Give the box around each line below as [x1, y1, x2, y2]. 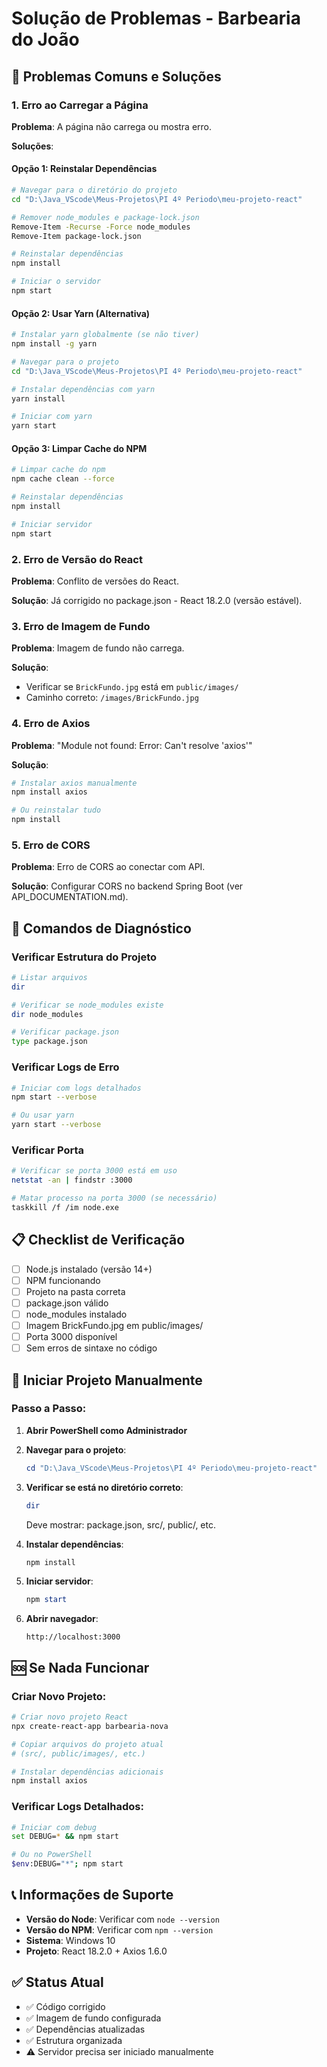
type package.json [11, 1037, 88, 1047]
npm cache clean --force [11, 474, 115, 484]
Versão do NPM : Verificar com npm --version [25, 1923, 214, 1936]
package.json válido [25, 1297, 109, 1309]
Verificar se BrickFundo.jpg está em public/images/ [25, 681, 239, 693]
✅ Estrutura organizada [25, 2034, 123, 2046]
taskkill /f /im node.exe [11, 1202, 119, 1212]
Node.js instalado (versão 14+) [25, 1263, 153, 1275]
